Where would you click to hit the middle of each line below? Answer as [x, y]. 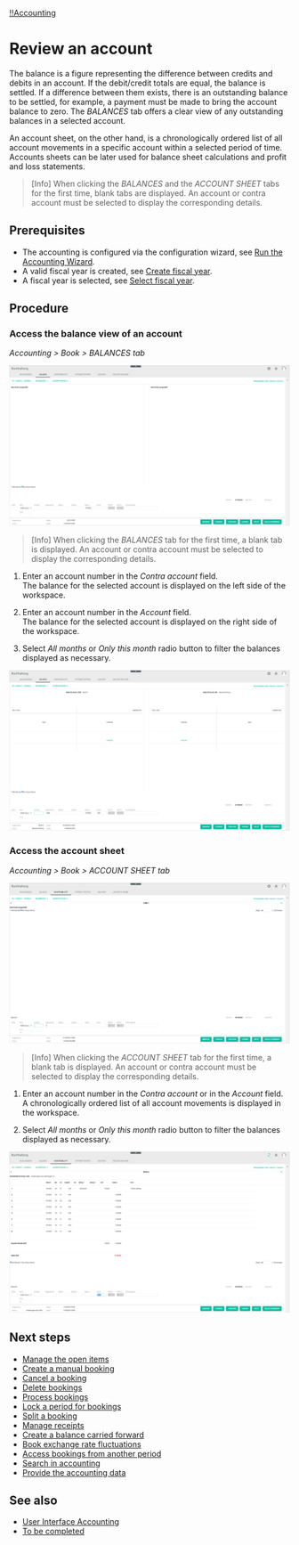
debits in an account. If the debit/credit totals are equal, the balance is [137, 83]
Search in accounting [61, 1463]
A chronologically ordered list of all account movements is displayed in [152, 1103]
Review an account [81, 49]
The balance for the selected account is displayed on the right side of [149, 622]
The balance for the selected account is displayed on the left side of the [154, 586]
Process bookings [55, 1396]
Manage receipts [53, 1425]
